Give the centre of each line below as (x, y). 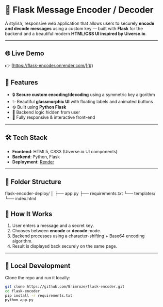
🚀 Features (22, 83)
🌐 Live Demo (25, 54)
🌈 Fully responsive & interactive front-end (54, 117)
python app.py (19, 300)
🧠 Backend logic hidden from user (46, 112)
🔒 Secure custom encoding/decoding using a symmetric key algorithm (83, 95)
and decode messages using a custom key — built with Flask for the (74, 28)
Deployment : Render (33, 162)
